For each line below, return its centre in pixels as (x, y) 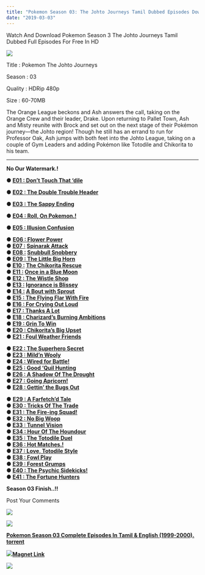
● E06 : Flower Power (34, 239)
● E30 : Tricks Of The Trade (42, 405)
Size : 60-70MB (26, 100)
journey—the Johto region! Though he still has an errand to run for (90, 131)
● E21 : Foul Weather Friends (44, 337)
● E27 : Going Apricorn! (37, 380)
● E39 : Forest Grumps (36, 463)
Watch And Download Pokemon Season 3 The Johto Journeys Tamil (92, 35)
